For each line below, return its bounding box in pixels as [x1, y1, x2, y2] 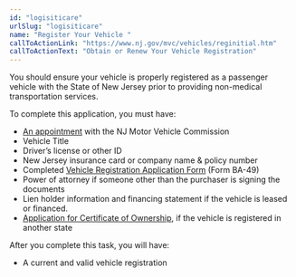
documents [22, 184, 65, 195]
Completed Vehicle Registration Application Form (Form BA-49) [22, 165, 260, 176]
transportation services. [9, 91, 99, 102]
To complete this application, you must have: [9, 109, 177, 119]
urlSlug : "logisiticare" [9, 22, 103, 31]
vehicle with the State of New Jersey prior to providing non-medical [9, 81, 263, 92]
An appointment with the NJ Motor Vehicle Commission [22, 126, 230, 137]
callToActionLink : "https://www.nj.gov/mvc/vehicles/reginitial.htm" [9, 38, 278, 48]
